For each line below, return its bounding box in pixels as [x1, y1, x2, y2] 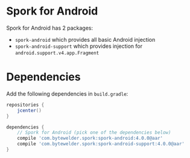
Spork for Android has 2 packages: [6, 24, 93, 31]
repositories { [6, 102, 45, 108]
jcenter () [17, 107, 42, 113]
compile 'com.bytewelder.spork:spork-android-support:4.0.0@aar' [17, 141, 185, 147]
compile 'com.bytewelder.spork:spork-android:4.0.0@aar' [17, 135, 163, 142]
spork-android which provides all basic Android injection [14, 36, 156, 43]
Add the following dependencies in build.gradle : [6, 90, 128, 97]
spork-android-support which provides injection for [14, 42, 143, 50]
